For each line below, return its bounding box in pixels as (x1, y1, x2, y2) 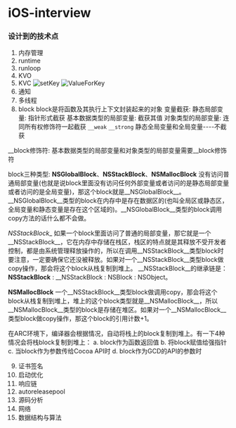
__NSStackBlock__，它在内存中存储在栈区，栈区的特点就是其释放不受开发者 (8, 238, 227, 246)
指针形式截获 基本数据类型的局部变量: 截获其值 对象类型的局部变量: (27, 114, 222, 122)
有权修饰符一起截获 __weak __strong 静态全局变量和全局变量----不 (30, 122, 221, 131)
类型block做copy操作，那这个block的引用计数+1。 (8, 315, 153, 323)
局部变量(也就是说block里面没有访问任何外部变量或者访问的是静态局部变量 (13, 179, 230, 187)
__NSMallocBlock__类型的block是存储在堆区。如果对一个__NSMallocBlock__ (8, 306, 227, 314)
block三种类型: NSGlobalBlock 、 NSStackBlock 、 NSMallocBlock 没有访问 (8, 170, 223, 179)
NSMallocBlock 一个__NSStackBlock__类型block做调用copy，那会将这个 (8, 288, 218, 296)
